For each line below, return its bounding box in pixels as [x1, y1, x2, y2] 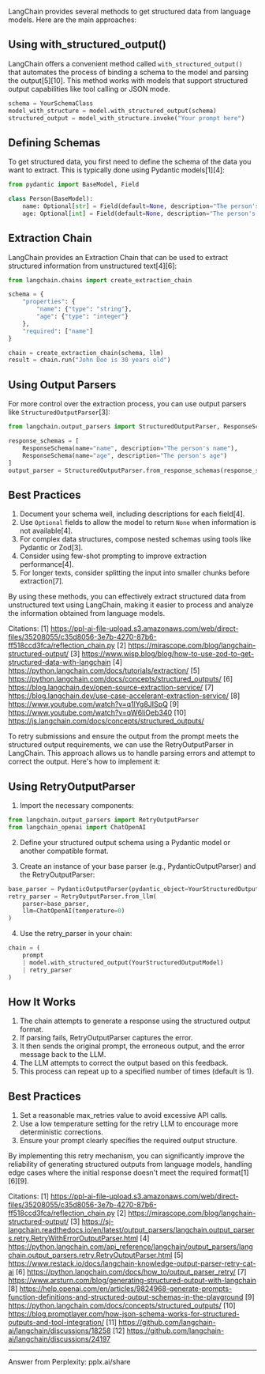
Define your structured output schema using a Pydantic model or [19, 837, 231, 847]
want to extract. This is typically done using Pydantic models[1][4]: [8, 165, 225, 175]
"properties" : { [22, 298, 77, 306]
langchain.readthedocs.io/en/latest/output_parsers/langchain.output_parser [8, 1225, 255, 1235]
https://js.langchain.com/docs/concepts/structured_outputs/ [8, 716, 205, 726]
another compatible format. [19, 846, 109, 855]
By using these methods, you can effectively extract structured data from [8, 592, 246, 602]
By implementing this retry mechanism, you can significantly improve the [8, 1151, 244, 1161]
